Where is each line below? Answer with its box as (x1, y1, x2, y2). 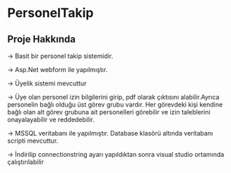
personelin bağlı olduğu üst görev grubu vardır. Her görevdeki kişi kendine (7, 100, 223, 109)
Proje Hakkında (7, 33, 76, 45)
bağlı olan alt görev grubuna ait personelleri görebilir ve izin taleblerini (7, 108, 211, 116)
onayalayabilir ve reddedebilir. (7, 115, 95, 124)
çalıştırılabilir (7, 157, 45, 166)
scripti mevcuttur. (7, 136, 59, 145)
